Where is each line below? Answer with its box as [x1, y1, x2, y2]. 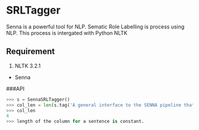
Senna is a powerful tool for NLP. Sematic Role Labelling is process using [6, 23, 185, 30]
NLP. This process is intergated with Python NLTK [6, 29, 128, 36]
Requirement [6, 47, 55, 57]
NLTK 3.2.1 [14, 62, 41, 69]
